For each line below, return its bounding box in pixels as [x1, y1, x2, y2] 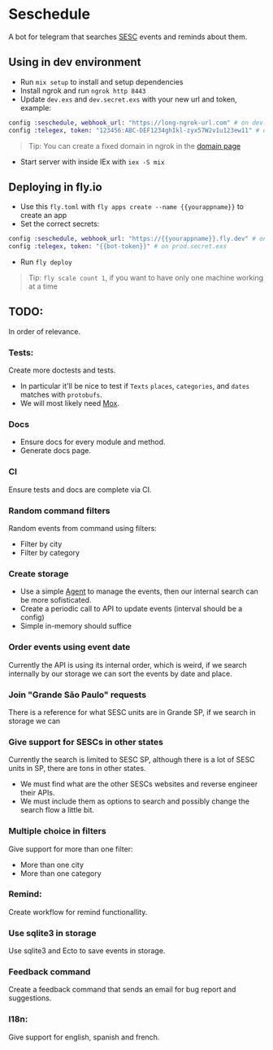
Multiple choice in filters [8, 826, 107, 837]
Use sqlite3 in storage [8, 927, 97, 939]
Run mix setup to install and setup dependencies [19, 76, 184, 86]
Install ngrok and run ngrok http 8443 [19, 85, 146, 95]
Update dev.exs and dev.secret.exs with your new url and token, [19, 94, 237, 104]
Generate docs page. [19, 446, 92, 455]
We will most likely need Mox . [19, 399, 120, 408]
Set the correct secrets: [19, 219, 100, 229]
